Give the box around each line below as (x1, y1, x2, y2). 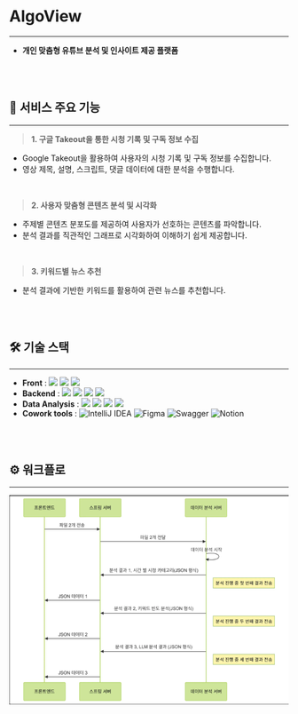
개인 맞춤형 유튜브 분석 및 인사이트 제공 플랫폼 (21, 44, 179, 55)
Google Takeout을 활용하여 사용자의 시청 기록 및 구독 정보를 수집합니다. (21, 153, 272, 163)
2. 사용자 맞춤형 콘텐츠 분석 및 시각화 (30, 200, 157, 210)
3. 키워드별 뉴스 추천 (30, 266, 102, 276)
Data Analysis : (21, 398, 80, 409)
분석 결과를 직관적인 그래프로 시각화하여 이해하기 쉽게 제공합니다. (21, 229, 247, 241)
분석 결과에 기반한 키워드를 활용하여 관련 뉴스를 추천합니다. (21, 284, 226, 295)
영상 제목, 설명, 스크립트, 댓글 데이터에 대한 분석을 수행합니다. (21, 163, 235, 174)
